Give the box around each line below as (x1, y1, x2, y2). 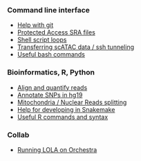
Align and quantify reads (17, 83, 88, 91)
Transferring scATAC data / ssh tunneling (17, 43, 135, 51)
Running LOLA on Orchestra (17, 145, 97, 153)
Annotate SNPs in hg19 (17, 91, 83, 99)
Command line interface (7, 5, 90, 15)
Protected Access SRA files (17, 28, 95, 37)
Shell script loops (17, 36, 67, 44)
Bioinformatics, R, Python (7, 68, 95, 77)
